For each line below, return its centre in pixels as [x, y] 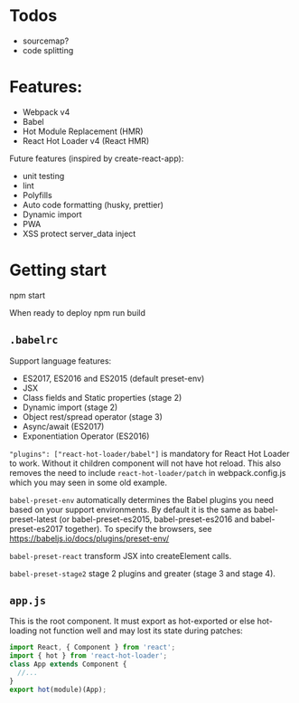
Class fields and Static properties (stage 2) [102, 397]
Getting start [58, 270]
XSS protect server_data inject [79, 233]
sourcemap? [46, 41]
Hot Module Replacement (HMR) [83, 131]
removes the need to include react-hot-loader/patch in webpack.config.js [148, 472]
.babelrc [34, 340]
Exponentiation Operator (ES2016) [86, 436]
